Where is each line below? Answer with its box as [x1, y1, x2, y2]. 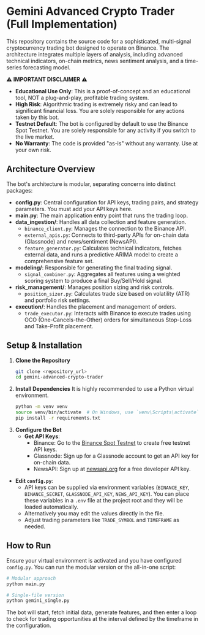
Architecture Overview [6, 164, 95, 174]
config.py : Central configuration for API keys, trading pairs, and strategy [15, 198, 199, 206]
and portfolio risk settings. [24, 296, 91, 304]
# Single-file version [6, 592, 64, 598]
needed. [24, 523, 46, 530]
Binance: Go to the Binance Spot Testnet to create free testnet [33, 439, 191, 446]
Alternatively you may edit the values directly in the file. [24, 509, 165, 517]
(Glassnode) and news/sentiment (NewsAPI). [24, 237, 138, 245]
